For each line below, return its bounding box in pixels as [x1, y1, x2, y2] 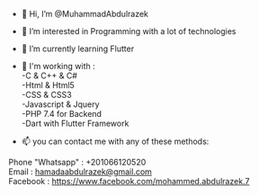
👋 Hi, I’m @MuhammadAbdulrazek [21, 9, 149, 19]
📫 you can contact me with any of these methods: [21, 136, 210, 146]
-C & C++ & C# [21, 70, 78, 81]
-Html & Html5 [21, 80, 76, 90]
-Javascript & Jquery [21, 99, 100, 110]
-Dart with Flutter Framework [21, 118, 129, 129]
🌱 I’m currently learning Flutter [21, 43, 135, 54]
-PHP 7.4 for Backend [21, 109, 103, 119]
